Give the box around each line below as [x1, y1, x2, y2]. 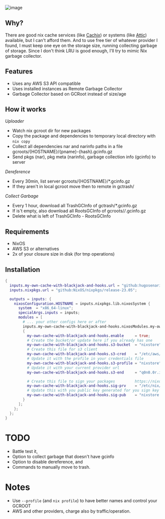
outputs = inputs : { [9, 297, 52, 301]
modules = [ [18, 315, 43, 320]
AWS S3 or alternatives [12, 246, 59, 252]
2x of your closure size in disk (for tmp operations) [12, 251, 115, 257]
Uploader [5, 118, 25, 124]
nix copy [12, 139, 30, 144]
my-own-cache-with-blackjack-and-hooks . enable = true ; [27, 333, 151, 338]
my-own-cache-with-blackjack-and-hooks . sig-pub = [27, 393, 137, 398]
